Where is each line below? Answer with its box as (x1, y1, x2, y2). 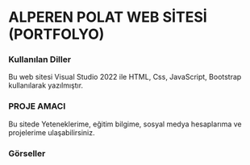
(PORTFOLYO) (8, 25, 105, 43)
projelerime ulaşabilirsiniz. (8, 127, 95, 137)
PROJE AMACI (8, 101, 66, 112)
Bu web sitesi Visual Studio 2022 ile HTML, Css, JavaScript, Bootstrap (8, 72, 242, 82)
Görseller (8, 147, 46, 159)
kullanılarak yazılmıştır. (8, 80, 83, 90)
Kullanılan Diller (8, 54, 71, 65)
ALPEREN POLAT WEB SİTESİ (8, 8, 207, 27)
